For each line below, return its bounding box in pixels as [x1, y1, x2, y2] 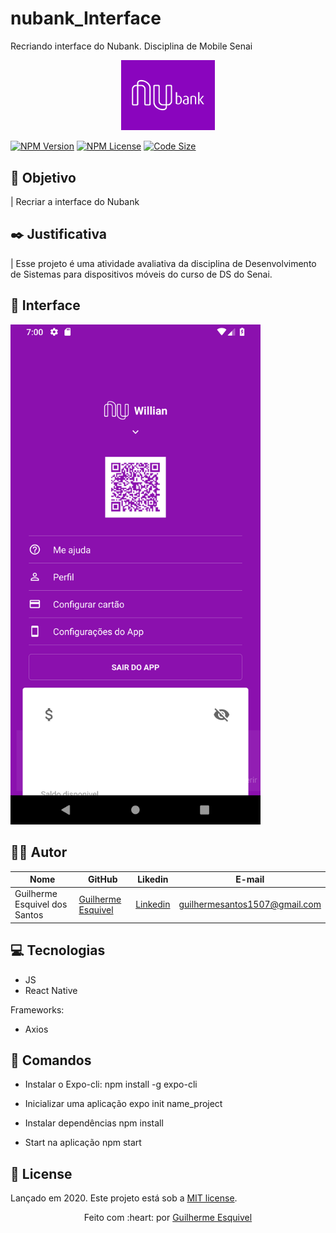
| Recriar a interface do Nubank [10, 196, 140, 208]
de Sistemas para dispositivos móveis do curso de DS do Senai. [10, 268, 273, 280]
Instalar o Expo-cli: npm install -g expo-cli [24, 1078, 198, 1091]
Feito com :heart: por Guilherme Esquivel [83, 1212, 253, 1224]
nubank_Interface [10, 7, 162, 30]
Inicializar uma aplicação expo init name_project [24, 1098, 223, 1110]
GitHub [88, 873, 118, 886]
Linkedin [135, 898, 171, 911]
